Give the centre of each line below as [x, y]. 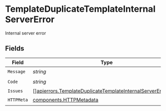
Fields [15, 48]
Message [17, 72]
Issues [15, 91]
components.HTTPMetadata [66, 100]
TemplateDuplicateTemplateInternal [80, 9]
